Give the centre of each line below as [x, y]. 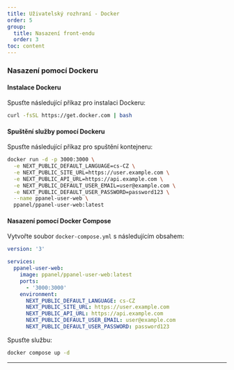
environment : [39, 294]
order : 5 [20, 20]
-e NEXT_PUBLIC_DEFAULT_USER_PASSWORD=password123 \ [92, 192]
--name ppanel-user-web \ [51, 199]
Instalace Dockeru [34, 87]
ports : [29, 281]
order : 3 [26, 40]
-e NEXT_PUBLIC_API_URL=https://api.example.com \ [88, 179]
